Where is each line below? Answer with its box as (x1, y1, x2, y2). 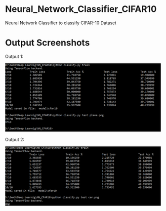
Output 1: (5, 53, 24, 59)
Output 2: (5, 137, 25, 143)
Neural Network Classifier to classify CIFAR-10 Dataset (5, 20, 117, 26)
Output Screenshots (5, 37, 90, 48)
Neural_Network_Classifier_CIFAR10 (5, 3, 157, 15)
